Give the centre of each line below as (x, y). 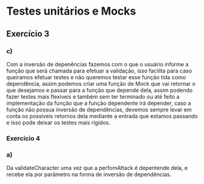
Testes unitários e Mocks (71, 11)
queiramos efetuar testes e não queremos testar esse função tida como (96, 77)
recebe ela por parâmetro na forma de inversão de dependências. (89, 174)
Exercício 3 (28, 34)
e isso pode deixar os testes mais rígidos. (58, 122)
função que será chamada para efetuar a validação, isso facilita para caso (99, 71)
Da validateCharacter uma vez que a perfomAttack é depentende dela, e (97, 168)
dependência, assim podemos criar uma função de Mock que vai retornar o (101, 83)
